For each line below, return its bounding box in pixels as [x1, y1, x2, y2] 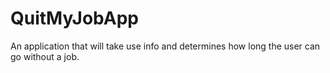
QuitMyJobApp [10, 7, 140, 30]
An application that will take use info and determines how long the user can [10, 40, 321, 52]
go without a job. [10, 50, 80, 62]
